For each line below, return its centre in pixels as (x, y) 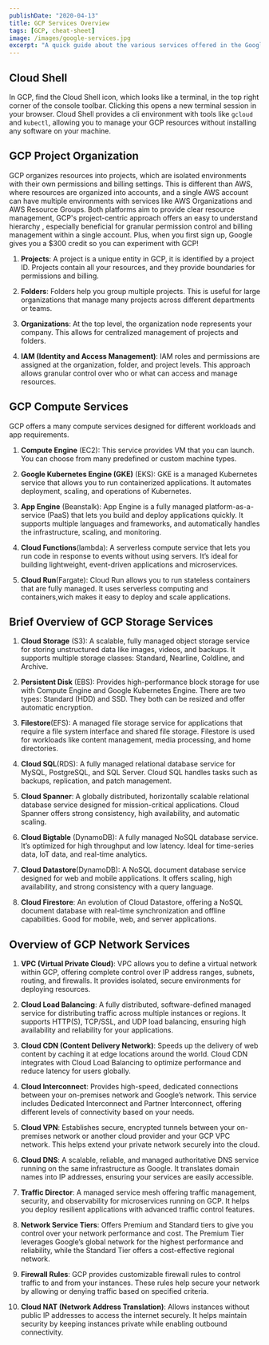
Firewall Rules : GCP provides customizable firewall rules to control (131, 1275)
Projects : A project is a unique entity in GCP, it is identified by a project (137, 259)
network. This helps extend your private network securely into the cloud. (140, 1144)
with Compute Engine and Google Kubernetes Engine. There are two (133, 690)
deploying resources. (55, 989)
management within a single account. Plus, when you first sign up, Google (131, 235)
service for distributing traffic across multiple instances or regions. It (133, 1013)
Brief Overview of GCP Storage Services (111, 621)
